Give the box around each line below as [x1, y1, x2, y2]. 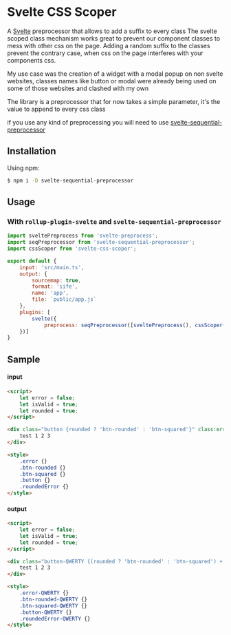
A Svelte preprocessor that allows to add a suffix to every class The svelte [7, 27, 218, 35]
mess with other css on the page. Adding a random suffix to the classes [7, 41, 211, 50]
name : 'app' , [32, 290, 69, 297]
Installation [7, 145, 56, 157]
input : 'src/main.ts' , [19, 264, 85, 271]
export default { [7, 258, 57, 264]
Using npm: [7, 163, 40, 172]
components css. [7, 56, 56, 64]
